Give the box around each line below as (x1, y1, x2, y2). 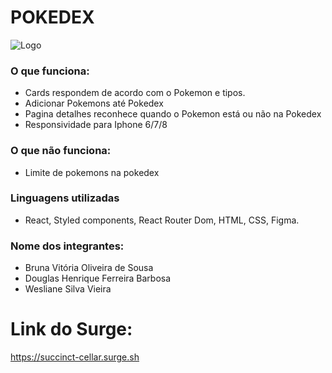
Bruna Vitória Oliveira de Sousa (24, 262, 154, 274)
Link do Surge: (10, 318, 133, 341)
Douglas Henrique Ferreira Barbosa (24, 272, 172, 285)
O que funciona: (10, 64, 90, 78)
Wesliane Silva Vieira (24, 283, 112, 295)
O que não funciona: (10, 144, 112, 158)
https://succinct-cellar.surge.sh (10, 351, 140, 363)
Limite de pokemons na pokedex (24, 166, 160, 178)
